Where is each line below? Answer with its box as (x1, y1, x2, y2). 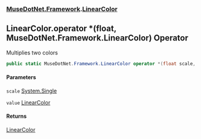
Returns (6, 112, 27, 120)
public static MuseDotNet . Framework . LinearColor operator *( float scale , (6, 60, 196, 66)
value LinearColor (6, 99, 51, 106)
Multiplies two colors (6, 49, 59, 56)
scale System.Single (6, 87, 57, 94)
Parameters (6, 74, 36, 81)
